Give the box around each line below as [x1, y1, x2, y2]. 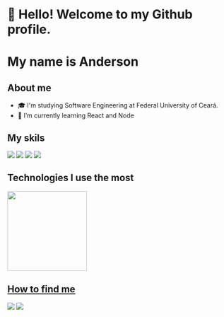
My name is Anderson [7, 54, 139, 70]
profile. [7, 21, 52, 38]
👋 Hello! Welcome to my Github [7, 6, 193, 23]
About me [7, 81, 52, 94]
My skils [7, 132, 45, 144]
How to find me [7, 283, 76, 296]
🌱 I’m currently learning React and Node [17, 111, 134, 120]
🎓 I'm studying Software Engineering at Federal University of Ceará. [17, 101, 218, 110]
